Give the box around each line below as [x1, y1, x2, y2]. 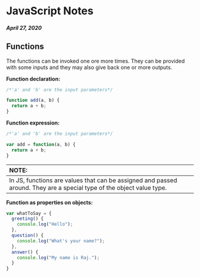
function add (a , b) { [6, 97, 60, 104]
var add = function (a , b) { [6, 141, 76, 147]
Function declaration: [6, 75, 61, 82]
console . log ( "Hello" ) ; [17, 222, 73, 228]
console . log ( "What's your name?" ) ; [17, 238, 105, 244]
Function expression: [6, 119, 60, 126]
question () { [11, 232, 44, 239]
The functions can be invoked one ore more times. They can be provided [6, 57, 185, 64]
